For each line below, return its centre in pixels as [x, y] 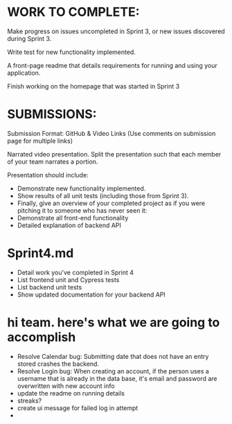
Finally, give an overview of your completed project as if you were [111, 203]
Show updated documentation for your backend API [91, 294]
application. [24, 73]
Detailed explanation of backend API [69, 225]
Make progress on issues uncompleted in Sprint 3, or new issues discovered [116, 31]
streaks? [29, 400]
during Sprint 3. [29, 38]
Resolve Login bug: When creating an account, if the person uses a [113, 371]
